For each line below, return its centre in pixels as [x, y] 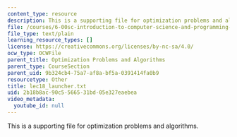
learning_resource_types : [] [50, 40]
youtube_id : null [39, 106]
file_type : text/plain [41, 34]
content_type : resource [42, 14]
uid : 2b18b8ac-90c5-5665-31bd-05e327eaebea [72, 93]
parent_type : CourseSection [49, 66]
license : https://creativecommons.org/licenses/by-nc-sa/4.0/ [101, 47]
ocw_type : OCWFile [34, 54]
